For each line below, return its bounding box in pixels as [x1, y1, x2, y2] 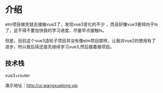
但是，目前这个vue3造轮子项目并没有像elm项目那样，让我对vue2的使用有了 [5, 37, 156, 44]
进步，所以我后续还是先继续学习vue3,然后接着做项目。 [5, 44, 114, 49]
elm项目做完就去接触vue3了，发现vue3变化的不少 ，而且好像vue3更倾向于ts [5, 21, 158, 27]
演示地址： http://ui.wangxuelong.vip [5, 82, 78, 88]
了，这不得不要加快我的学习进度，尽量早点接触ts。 [5, 27, 107, 33]
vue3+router [5, 72, 30, 78]
